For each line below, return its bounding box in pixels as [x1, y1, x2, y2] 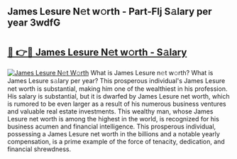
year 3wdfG [7, 17, 61, 29]
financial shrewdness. [7, 145, 72, 153]
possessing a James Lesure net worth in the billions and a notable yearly [7, 130, 220, 138]
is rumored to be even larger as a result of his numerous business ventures [7, 99, 226, 108]
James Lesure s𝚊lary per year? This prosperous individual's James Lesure [7, 77, 226, 84]
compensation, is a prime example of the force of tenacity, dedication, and [7, 138, 225, 146]
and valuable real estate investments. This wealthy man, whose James [7, 107, 214, 116]
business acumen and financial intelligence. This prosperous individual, [7, 122, 216, 131]
